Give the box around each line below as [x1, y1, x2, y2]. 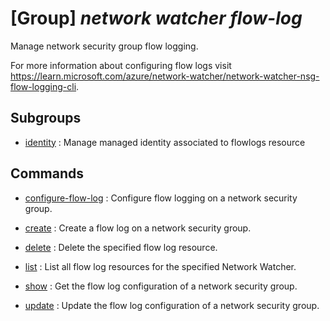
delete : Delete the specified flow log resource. [24, 241, 218, 253]
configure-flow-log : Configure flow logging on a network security [24, 192, 298, 204]
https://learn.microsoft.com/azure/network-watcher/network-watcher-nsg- [10, 70, 320, 82]
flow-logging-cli [10, 80, 77, 92]
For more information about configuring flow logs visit [10, 59, 232, 71]
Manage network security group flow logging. [10, 40, 199, 52]
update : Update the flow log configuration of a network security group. [24, 299, 320, 311]
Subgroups [10, 110, 82, 127]
